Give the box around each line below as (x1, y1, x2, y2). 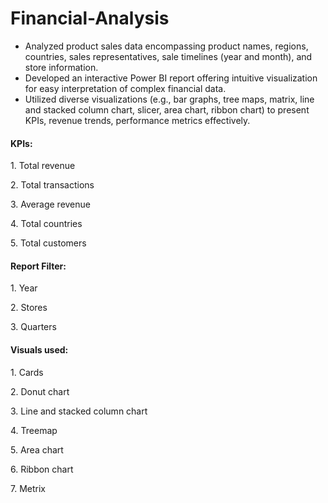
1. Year (10, 282, 38, 294)
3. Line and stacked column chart (10, 405, 148, 417)
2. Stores (10, 302, 48, 314)
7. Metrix (10, 482, 46, 494)
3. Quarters (10, 321, 57, 333)
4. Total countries (10, 218, 83, 230)
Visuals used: (10, 343, 69, 356)
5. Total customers (10, 237, 87, 249)
